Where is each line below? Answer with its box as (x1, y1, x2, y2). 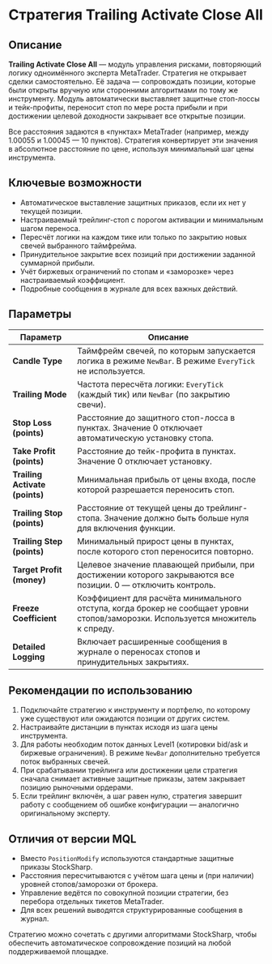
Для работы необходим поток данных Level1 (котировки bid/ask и (19, 739, 249, 749)
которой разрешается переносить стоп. (76, 484, 235, 495)
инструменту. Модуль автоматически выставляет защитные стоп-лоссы (8, 94, 261, 103)
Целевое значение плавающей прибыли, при (76, 559, 255, 570)
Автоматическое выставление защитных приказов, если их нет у (19, 197, 247, 208)
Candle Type (12, 355, 63, 366)
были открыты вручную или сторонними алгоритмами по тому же (8, 85, 239, 95)
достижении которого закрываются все (76, 569, 235, 581)
